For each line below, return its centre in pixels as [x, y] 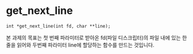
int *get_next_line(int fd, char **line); [58, 26]
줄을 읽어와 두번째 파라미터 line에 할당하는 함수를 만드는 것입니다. [80, 45]
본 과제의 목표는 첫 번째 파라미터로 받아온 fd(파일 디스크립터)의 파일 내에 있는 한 [96, 37]
